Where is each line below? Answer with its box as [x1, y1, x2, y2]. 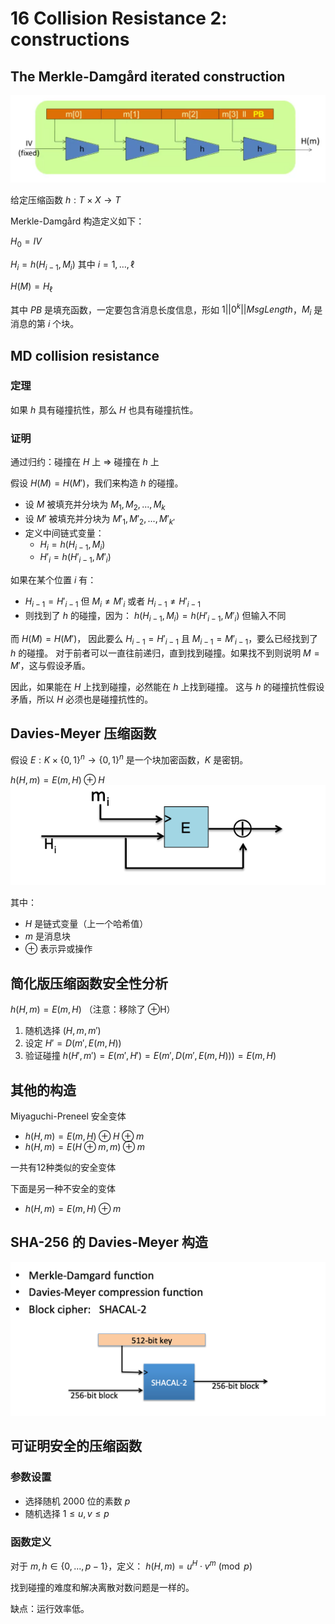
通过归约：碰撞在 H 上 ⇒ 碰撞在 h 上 [10, 456, 160, 468]
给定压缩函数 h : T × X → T [10, 194, 122, 206]
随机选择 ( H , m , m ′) [24, 1025, 102, 1037]
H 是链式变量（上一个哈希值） [24, 918, 149, 930]
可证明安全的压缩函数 [10, 1438, 142, 1455]
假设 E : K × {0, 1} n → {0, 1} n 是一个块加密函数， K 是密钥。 [10, 752, 249, 766]
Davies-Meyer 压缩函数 [10, 725, 157, 742]
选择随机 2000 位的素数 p [24, 1495, 131, 1507]
